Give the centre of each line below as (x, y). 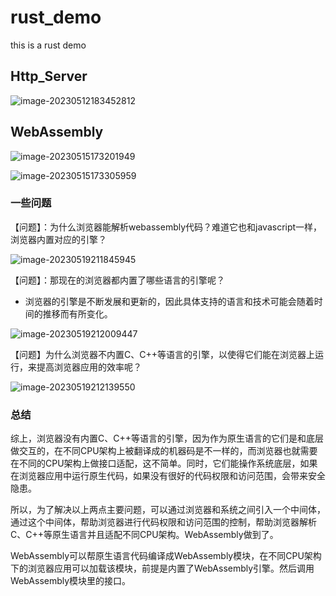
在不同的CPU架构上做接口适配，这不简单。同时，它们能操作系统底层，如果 (164, 463)
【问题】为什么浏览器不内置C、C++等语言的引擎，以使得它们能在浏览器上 (162, 354)
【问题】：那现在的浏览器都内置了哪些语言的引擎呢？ (117, 280)
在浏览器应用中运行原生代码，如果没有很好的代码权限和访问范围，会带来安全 (168, 476)
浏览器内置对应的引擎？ (58, 239)
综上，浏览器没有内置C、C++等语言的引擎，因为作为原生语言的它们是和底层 (167, 438)
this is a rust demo (48, 45)
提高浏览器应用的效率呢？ (89, 367)
